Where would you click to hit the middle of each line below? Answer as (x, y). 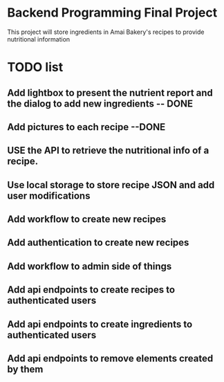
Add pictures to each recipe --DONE (86, 127)
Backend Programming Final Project (112, 13)
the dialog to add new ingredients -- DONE (100, 103)
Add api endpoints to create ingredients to (100, 324)
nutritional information (39, 39)
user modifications (49, 195)
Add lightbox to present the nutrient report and (110, 92)
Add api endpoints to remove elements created (110, 359)
